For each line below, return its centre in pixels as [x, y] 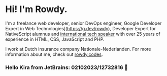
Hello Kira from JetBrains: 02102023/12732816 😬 [67, 67]
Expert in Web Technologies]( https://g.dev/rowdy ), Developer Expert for [81, 28]
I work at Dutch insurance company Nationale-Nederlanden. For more [78, 49]
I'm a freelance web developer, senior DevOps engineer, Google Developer [83, 23]
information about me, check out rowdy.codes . [54, 54]
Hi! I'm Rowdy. [36, 9]
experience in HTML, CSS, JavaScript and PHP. [55, 39]
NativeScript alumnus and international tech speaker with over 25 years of [83, 34]
